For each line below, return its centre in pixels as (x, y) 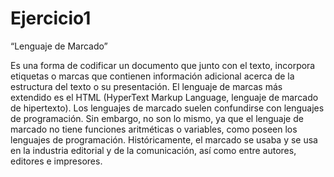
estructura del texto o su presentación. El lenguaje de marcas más (146, 86)
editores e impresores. (56, 161)
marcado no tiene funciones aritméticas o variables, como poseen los (154, 129)
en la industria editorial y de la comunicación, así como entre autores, (153, 150)
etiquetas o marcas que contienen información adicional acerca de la (152, 76)
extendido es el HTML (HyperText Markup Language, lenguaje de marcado (164, 97)
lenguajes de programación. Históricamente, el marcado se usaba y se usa (164, 139)
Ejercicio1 (51, 18)
